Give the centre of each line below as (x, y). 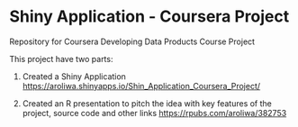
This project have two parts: (61, 59)
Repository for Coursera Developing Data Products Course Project (132, 41)
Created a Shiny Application (74, 76)
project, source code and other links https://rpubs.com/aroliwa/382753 (154, 113)
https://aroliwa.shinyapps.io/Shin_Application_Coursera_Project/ (141, 86)
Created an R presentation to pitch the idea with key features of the (147, 103)
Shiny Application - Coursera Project (149, 17)
